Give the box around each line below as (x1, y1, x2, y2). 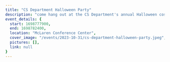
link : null (10, 44, 33, 49)
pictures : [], (10, 40, 39, 45)
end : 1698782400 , (10, 26, 47, 31)
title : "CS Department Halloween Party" (5, 7, 92, 12)
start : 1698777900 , (10, 21, 51, 26)
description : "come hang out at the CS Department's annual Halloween (5, 12, 157, 17)
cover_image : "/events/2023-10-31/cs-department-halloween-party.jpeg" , (10, 35, 166, 40)
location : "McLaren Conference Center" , (10, 30, 96, 35)
